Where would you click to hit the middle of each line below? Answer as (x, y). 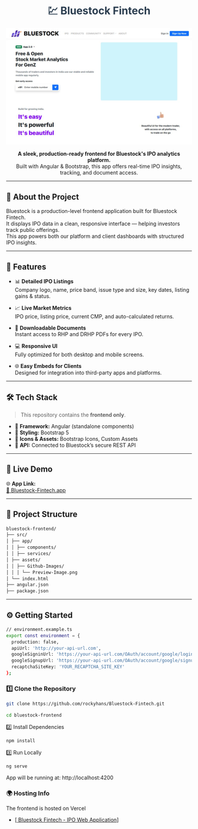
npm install (21, 741)
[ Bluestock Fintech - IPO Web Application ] (67, 820)
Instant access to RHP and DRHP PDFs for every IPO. (79, 334)
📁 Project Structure (42, 515)
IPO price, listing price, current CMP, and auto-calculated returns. (94, 317)
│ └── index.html (27, 579)
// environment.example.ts (39, 629)
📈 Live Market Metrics (43, 308)
